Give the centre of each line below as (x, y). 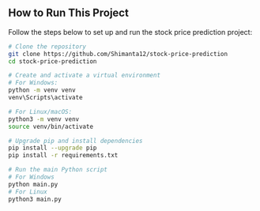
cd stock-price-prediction (53, 61)
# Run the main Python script (58, 170)
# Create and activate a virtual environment (84, 75)
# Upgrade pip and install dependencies (76, 141)
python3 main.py (35, 199)
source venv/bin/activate (51, 126)
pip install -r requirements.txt (63, 156)
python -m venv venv (42, 90)
